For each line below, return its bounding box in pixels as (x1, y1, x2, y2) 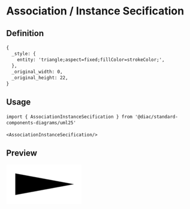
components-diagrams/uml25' (6, 120, 77, 126)
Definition (6, 28, 44, 38)
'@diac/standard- (134, 114, 179, 120)
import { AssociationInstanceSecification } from (6, 114, 133, 120)
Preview (6, 148, 38, 159)
